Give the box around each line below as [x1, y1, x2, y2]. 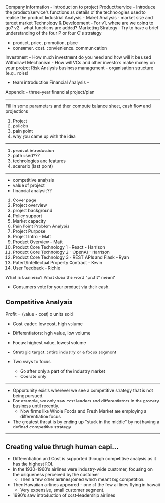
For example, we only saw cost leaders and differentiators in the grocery [12, 398, 159, 403]
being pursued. [12, 392, 44, 399]
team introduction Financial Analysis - [12, 79, 90, 85]
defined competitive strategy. [12, 424, 72, 429]
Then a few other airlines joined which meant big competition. [20, 477, 145, 482]
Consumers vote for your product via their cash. [12, 284, 110, 290]
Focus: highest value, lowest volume [12, 339, 86, 345]
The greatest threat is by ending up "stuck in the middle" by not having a [12, 419, 160, 425]
